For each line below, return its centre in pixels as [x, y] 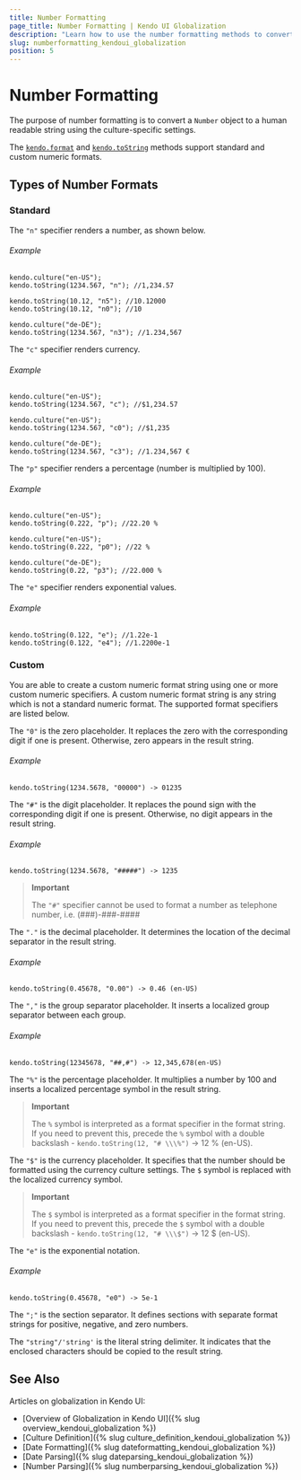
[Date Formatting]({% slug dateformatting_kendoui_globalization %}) [149, 1447]
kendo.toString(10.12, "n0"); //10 [76, 309]
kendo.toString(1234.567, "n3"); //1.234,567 [95, 332]
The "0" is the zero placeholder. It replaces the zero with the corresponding [149, 731]
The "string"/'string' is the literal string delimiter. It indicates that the [140, 1341]
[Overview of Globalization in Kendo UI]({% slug [111, 1418]
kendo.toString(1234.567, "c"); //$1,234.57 [94, 405]
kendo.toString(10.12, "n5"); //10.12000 [88, 301]
